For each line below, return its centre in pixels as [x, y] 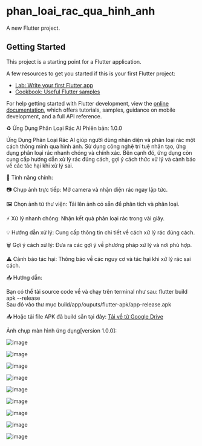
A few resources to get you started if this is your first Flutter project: [91, 73]
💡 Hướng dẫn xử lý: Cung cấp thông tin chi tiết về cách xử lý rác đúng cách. [101, 232]
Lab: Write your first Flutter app [54, 85]
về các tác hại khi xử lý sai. [40, 166]
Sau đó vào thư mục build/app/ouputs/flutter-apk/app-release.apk [89, 304]
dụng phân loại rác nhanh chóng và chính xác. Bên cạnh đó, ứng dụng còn [99, 152]
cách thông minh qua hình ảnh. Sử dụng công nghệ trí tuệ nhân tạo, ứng [96, 146]
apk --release [23, 298]
